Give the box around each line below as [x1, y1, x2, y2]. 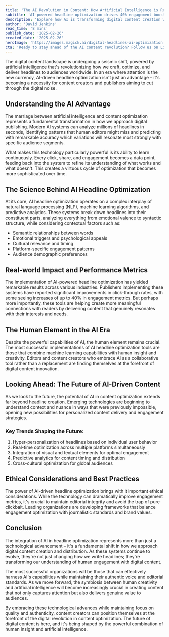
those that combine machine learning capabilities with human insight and [5, 350, 157, 356]
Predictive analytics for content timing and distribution [12, 455, 125, 461]
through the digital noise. [5, 85, 57, 91]
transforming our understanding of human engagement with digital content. [5, 559, 162, 565]
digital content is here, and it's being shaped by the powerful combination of [5, 621, 163, 627]
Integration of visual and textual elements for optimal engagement [12, 449, 149, 455]
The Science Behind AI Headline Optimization [5, 185, 151, 194]
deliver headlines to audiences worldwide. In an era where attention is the [5, 69, 158, 75]
